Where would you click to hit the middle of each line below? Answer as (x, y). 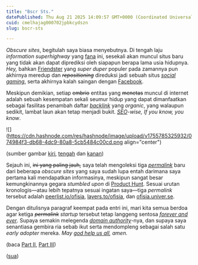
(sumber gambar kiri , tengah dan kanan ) (55, 154)
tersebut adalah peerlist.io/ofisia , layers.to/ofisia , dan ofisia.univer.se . (90, 196)
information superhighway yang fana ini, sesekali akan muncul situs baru (95, 56)
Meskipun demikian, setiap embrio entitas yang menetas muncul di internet (97, 93)
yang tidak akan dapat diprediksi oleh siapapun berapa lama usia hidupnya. (98, 63)
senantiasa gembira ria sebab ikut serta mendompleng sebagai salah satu (96, 227)
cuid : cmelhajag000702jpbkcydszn (47, 22)
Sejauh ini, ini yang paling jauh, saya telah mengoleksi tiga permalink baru (96, 165)
